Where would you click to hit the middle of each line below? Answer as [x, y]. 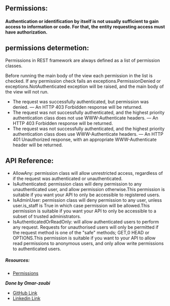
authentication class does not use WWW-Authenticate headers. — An [85, 118]
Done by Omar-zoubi [28, 283]
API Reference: [30, 161]
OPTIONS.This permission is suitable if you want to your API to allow [84, 238]
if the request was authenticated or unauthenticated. [67, 178]
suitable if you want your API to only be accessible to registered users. [86, 195]
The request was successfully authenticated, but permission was [80, 102]
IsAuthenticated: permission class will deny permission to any [77, 184]
